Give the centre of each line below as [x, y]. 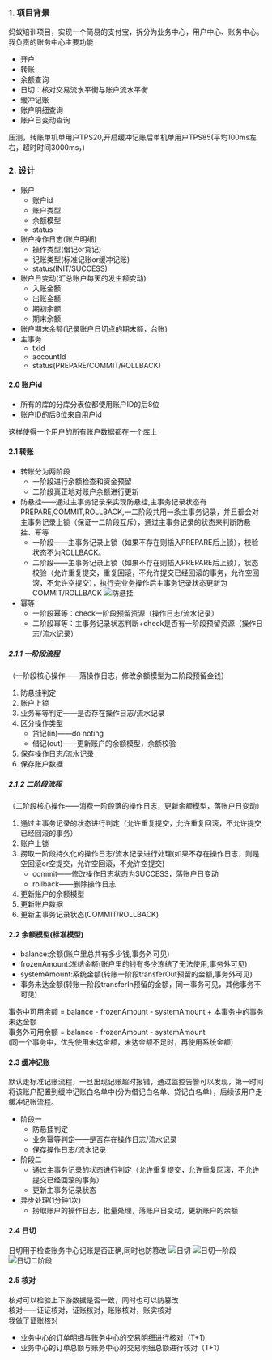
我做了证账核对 [33, 1320]
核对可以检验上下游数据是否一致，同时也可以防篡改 [93, 1300]
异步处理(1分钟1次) [51, 1200]
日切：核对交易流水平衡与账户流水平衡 [84, 90]
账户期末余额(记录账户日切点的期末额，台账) [94, 328]
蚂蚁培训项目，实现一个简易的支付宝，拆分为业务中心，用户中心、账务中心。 [136, 32]
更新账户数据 [41, 904]
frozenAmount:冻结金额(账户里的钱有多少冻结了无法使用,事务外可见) [134, 964]
